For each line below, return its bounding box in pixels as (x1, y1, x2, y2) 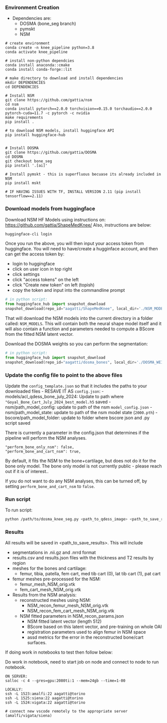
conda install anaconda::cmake (5, 63, 70, 68)
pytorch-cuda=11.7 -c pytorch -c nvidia (5, 111, 90, 116)
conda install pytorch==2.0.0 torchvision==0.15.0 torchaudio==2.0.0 (5, 106, 153, 111)
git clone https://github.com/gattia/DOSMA (5, 150, 97, 155)
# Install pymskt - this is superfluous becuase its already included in (5, 172, 162, 177)
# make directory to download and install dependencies (5, 76, 123, 81)
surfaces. (27, 640, 47, 646)
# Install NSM (5, 93, 35, 98)
